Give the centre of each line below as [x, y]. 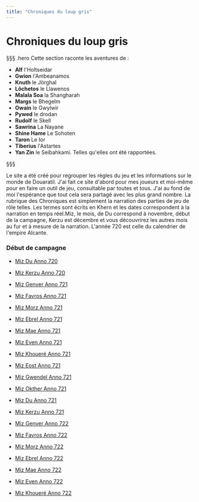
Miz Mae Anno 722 [38, 470]
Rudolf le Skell [33, 120]
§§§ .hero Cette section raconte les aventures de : [68, 58]
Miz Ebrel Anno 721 [39, 319]
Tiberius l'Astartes [38, 146]
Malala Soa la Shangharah [47, 95]
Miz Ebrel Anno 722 [39, 458]
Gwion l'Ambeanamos [42, 76]
